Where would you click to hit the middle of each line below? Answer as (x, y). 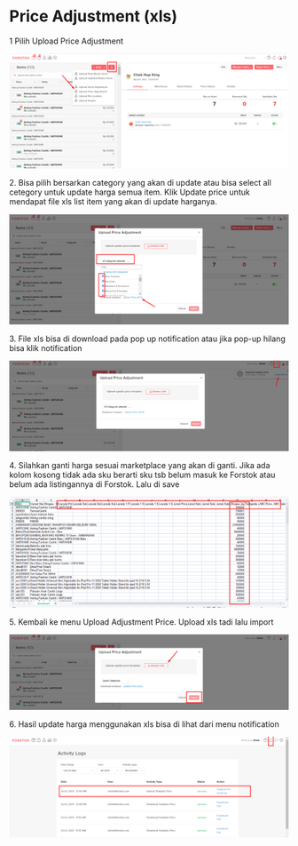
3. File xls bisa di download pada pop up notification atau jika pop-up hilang (147, 339)
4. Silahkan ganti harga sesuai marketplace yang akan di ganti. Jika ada (140, 466)
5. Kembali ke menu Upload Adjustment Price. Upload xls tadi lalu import (141, 622)
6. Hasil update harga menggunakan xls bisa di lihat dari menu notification (144, 724)
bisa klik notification (46, 348)
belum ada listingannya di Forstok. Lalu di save (94, 484)
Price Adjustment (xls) (94, 16)
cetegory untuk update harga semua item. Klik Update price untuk (129, 192)
